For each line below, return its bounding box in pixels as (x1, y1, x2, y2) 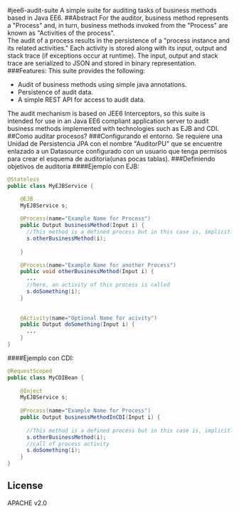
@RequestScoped (7, 367, 53, 374)
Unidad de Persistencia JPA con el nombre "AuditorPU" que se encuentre (7, 139, 223, 148)
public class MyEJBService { (7, 182, 94, 189)
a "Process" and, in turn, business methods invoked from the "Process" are (7, 21, 228, 29)
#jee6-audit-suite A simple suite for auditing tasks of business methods (7, 6, 217, 14)
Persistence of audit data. (17, 88, 94, 96)
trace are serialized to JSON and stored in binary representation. (7, 59, 197, 67)
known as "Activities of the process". (7, 28, 115, 37)
